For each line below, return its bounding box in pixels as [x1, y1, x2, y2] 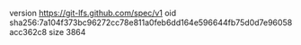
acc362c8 [9, 27, 48, 37]
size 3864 [49, 27, 86, 37]
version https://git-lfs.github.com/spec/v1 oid [9, 8, 177, 18]
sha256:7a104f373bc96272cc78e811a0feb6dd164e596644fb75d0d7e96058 [9, 17, 293, 28]
